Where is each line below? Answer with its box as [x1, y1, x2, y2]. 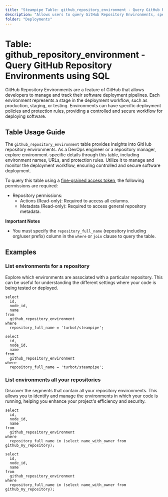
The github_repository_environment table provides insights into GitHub [5, 141, 151, 147]
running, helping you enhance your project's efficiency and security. [5, 398, 146, 404]
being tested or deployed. [5, 285, 58, 291]
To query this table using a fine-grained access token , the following [5, 177, 144, 183]
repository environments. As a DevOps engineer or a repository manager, [5, 146, 156, 153]
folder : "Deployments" [5, 17, 52, 22]
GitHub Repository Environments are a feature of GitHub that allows [5, 87, 144, 93]
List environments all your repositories [5, 376, 101, 383]
